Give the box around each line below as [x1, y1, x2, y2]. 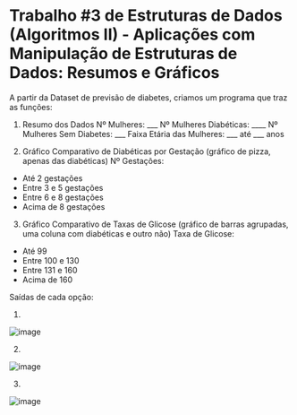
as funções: [9, 101, 53, 112]
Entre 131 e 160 [21, 264, 78, 275]
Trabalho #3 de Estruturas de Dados [9, 5, 284, 26]
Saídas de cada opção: [9, 291, 94, 302]
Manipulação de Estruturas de [9, 44, 238, 64]
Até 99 [21, 246, 47, 256]
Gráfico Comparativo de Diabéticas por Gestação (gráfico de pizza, [21, 145, 271, 157]
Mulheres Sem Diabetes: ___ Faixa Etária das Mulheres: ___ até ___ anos [21, 128, 284, 139]
